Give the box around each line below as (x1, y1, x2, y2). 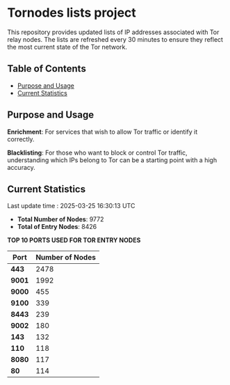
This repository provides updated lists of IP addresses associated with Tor (7, 28, 220, 36)
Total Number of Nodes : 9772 (17, 215, 104, 223)
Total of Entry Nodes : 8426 (17, 223, 97, 231)
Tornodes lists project (7, 5, 137, 21)
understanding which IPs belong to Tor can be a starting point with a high (7, 155, 217, 164)
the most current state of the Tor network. (7, 42, 127, 51)
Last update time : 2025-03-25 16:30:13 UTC (7, 202, 135, 210)
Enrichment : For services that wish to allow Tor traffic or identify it (7, 127, 198, 136)
